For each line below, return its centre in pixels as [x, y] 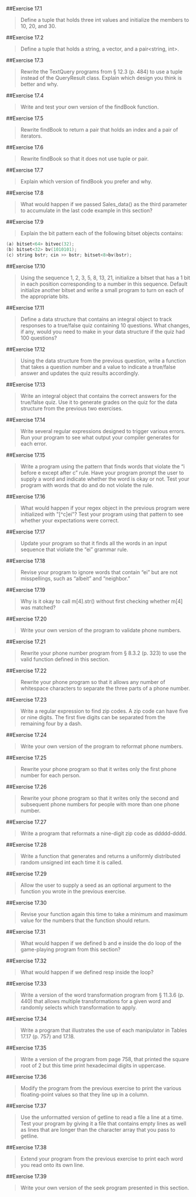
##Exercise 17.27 [26, 822]
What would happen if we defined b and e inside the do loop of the [101, 943]
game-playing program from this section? [71, 949]
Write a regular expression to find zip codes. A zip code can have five [104, 711]
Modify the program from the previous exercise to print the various [101, 1088]
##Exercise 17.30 [26, 903]
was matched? [38, 607]
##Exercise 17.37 [26, 1106]
